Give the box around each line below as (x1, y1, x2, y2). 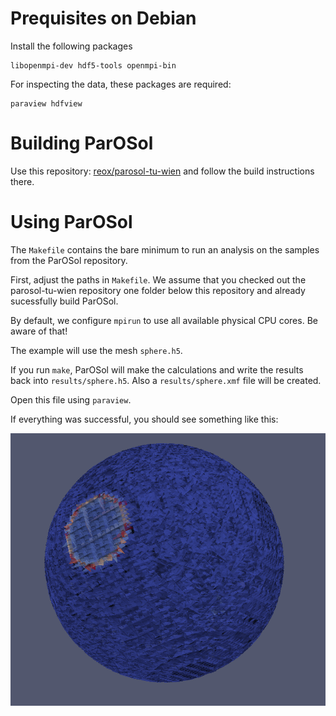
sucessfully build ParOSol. (10, 295, 119, 307)
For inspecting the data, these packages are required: (10, 78, 232, 90)
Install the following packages (10, 40, 133, 52)
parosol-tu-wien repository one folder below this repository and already (10, 284, 306, 296)
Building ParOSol (10, 132, 154, 155)
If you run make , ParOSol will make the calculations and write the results (10, 363, 304, 376)
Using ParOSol (10, 211, 133, 234)
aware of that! (10, 325, 68, 337)
